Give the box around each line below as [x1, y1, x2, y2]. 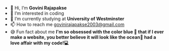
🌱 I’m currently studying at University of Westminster [10, 16, 124, 21]
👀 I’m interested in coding [10, 10, 65, 16]
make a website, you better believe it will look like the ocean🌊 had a [10, 34, 156, 40]
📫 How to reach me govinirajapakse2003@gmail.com [10, 21, 124, 28]
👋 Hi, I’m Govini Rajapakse [10, 5, 67, 11]
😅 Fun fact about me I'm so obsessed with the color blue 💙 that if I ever [10, 29, 164, 35]
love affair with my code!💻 [10, 40, 69, 46]
